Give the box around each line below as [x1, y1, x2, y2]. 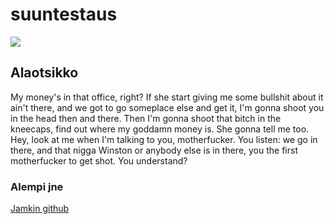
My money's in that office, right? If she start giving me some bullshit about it [10, 91, 324, 103]
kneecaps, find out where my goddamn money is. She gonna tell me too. [10, 123, 310, 135]
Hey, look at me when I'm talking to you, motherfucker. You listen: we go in [10, 133, 318, 145]
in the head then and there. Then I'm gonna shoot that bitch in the [10, 112, 282, 124]
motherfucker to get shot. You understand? [10, 154, 188, 167]
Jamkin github [10, 203, 70, 215]
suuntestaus [10, 3, 118, 26]
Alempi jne [10, 179, 64, 193]
